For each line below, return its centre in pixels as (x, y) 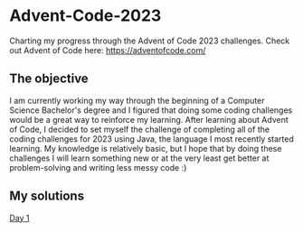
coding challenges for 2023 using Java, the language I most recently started (151, 139)
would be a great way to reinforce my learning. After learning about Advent (149, 119)
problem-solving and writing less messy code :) (98, 167)
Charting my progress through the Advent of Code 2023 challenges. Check (150, 41)
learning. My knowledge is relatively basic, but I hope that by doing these (146, 148)
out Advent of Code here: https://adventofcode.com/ (108, 50)
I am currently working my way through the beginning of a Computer (137, 100)
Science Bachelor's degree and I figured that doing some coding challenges (151, 110)
